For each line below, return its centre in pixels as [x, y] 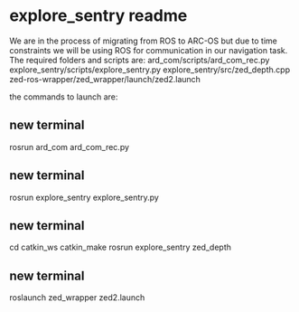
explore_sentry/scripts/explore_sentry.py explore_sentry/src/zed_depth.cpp [150, 70]
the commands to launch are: [64, 97]
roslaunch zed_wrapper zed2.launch [77, 298]
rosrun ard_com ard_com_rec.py [69, 147]
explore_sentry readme [98, 16]
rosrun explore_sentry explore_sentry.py [84, 197]
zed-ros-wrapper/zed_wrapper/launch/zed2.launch [105, 79]
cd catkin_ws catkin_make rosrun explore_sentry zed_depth [121, 247]
